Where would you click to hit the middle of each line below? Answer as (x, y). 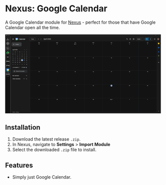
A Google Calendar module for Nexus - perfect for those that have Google (80, 22)
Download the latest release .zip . (46, 139)
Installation (23, 127)
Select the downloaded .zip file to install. (54, 150)
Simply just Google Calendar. (42, 177)
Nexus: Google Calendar (56, 9)
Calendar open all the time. (33, 27)
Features (19, 165)
